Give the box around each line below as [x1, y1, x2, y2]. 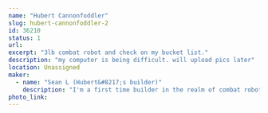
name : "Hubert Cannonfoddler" [8, 11, 109, 20]
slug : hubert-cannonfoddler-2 [8, 19, 109, 27]
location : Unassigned [8, 64, 81, 72]
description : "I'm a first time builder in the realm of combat [22, 85, 241, 94]
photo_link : [8, 93, 48, 101]
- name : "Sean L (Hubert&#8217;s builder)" [15, 78, 162, 86]
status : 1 [8, 33, 41, 42]
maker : [8, 71, 30, 79]
